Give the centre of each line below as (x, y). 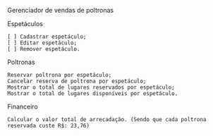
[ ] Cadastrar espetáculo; (47, 37)
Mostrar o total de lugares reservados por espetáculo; (91, 87)
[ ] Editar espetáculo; (42, 43)
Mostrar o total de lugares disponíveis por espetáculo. (93, 94)
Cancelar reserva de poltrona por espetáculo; (77, 81)
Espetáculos (25, 24)
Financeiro (23, 106)
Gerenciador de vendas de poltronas (61, 10)
